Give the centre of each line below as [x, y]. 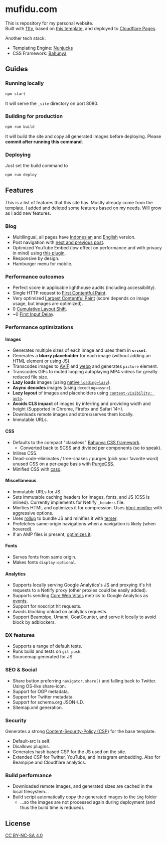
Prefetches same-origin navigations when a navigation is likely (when [84, 523]
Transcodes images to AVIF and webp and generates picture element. [85, 366]
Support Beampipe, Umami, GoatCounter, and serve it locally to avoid [84, 617]
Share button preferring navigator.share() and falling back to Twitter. [84, 680]
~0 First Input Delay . [33, 314]
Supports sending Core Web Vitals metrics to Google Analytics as [80, 596]
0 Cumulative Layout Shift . [40, 309]
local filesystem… [31, 792]
